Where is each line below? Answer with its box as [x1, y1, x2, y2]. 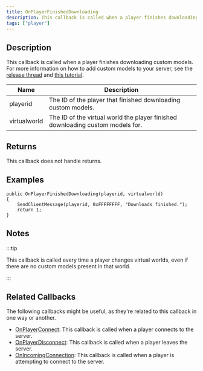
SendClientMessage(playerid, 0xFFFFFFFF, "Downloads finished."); [17, 201, 188, 207]
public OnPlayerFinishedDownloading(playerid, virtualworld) [6, 191, 164, 197]
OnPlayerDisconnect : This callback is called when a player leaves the [14, 339, 188, 346]
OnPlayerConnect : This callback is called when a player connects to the [14, 326, 194, 333]
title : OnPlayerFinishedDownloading [6, 8, 98, 15]
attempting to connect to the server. [14, 358, 105, 366]
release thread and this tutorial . [6, 71, 84, 79]
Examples [6, 175, 44, 185]
